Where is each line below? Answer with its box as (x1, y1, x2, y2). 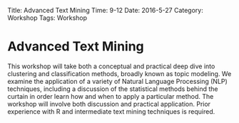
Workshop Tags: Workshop (7, 14, 88, 22)
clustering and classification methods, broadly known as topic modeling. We (7, 69, 232, 77)
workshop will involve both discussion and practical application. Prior (7, 100, 211, 108)
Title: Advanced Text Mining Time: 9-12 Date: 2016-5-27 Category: (7, 6, 203, 14)
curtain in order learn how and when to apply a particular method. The (7, 92, 214, 100)
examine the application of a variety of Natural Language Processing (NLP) (7, 77, 228, 85)
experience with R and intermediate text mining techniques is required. (7, 107, 215, 116)
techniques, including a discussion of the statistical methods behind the (7, 85, 219, 93)
